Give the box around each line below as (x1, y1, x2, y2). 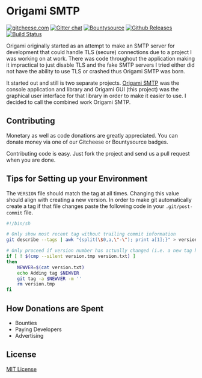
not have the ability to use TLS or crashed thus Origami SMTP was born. (6, 67, 185, 75)
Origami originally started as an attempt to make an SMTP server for (6, 42, 176, 49)
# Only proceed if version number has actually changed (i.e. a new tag (6, 248, 192, 254)
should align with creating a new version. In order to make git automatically (6, 196, 192, 203)
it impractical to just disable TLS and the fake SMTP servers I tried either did (6, 61, 195, 69)
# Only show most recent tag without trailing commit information (6, 231, 176, 237)
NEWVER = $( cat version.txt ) (17, 264, 85, 270)
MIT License (6, 365, 37, 373)
